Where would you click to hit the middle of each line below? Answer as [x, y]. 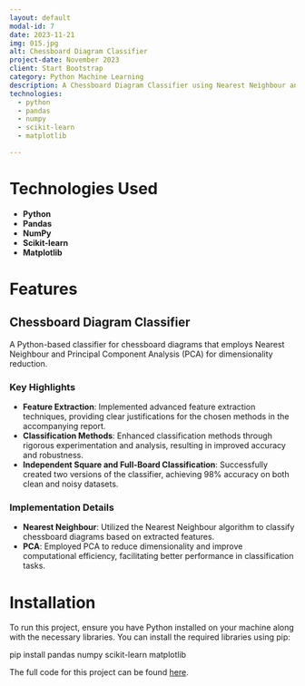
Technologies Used [84, 189]
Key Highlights [42, 387]
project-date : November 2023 [64, 60]
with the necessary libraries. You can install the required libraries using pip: [150, 637]
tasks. [34, 566]
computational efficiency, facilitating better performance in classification [158, 556]
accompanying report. [64, 426]
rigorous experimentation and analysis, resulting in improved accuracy [154, 446]
